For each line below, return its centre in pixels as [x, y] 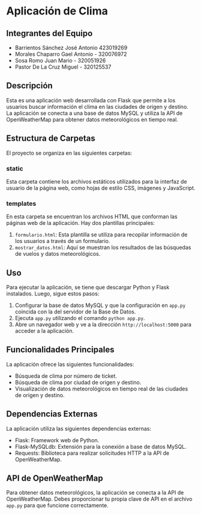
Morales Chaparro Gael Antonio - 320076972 [71, 54]
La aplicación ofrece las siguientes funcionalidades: [70, 364]
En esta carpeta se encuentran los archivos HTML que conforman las [92, 217]
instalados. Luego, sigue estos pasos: [53, 294]
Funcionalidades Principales [60, 350]
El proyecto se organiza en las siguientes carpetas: [69, 153]
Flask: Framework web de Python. [57, 440]
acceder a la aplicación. [44, 331]
